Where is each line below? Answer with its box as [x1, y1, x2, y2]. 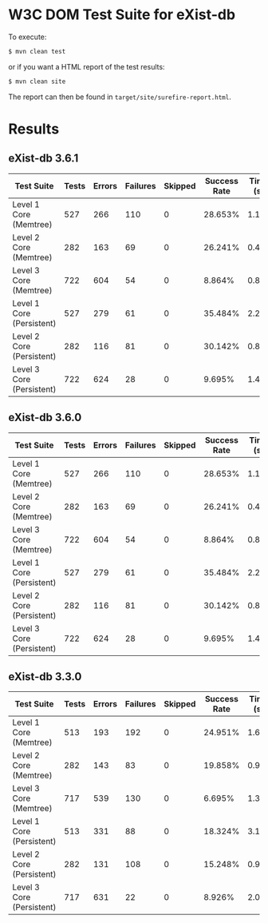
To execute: [8, 32, 47, 42]
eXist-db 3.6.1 [8, 152, 79, 165]
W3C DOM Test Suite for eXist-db [8, 6, 236, 24]
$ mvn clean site [8, 78, 66, 86]
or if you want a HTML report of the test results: [8, 62, 165, 71]
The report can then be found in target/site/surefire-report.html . [8, 92, 231, 101]
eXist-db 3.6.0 [8, 411, 82, 424]
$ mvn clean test [8, 47, 66, 55]
